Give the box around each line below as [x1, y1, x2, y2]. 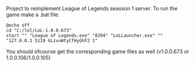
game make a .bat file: [6, 11, 60, 18]
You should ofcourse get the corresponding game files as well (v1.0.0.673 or [6, 48, 190, 55]
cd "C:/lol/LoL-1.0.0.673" [6, 27, 72, 33]
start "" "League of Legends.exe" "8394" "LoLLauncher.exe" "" [6, 33, 163, 39]
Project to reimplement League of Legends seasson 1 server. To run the [6, 5, 178, 12]
